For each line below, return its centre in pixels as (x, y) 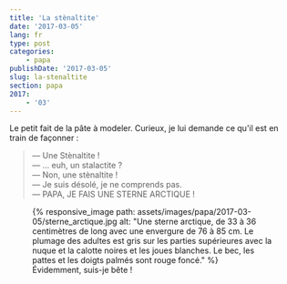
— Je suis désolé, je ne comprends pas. (107, 185)
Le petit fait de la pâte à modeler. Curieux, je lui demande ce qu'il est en (144, 128)
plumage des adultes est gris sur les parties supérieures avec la (152, 241)
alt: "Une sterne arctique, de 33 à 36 (188, 222)
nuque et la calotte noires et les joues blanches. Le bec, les (143, 250)
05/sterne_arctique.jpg (75, 222)
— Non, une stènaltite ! (75, 175)
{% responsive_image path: (84, 212)
